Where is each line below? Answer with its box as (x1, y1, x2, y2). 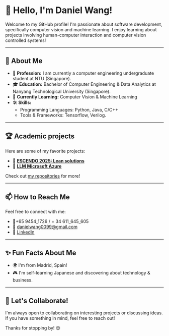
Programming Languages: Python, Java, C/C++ (20, 106, 119, 113)
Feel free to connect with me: (5, 209, 66, 215)
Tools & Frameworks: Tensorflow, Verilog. (20, 112, 107, 118)
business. (12, 277, 33, 283)
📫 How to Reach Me (5, 193, 70, 201)
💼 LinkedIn (12, 229, 35, 235)
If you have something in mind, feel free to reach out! (5, 315, 115, 321)
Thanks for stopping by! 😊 (5, 325, 61, 331)
